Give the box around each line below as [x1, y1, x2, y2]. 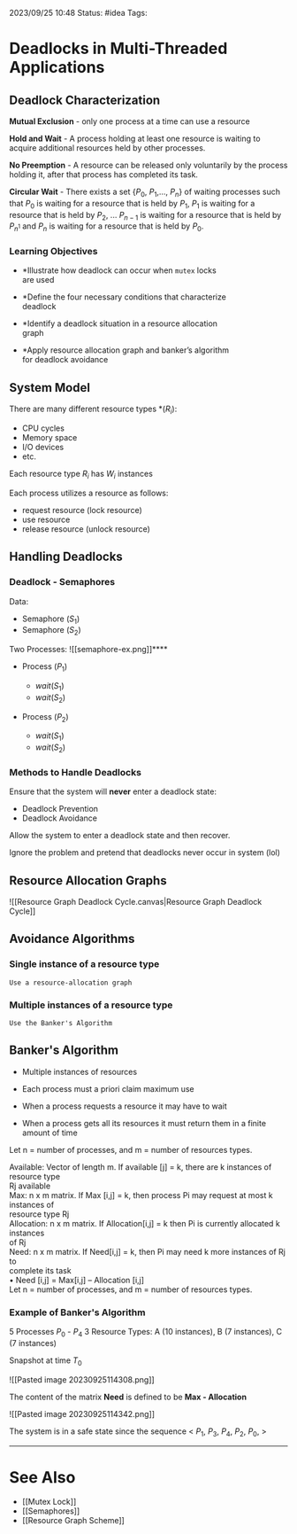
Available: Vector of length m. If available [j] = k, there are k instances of [9, 1161, 272, 1172]
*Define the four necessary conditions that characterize [21, 292, 227, 302]
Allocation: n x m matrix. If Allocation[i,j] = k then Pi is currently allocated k [9, 1218, 280, 1228]
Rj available [9, 1180, 51, 1191]
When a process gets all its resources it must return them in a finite [21, 1117, 267, 1128]
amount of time [21, 1127, 78, 1138]
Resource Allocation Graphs [9, 873, 167, 888]
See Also [9, 1467, 76, 1487]
